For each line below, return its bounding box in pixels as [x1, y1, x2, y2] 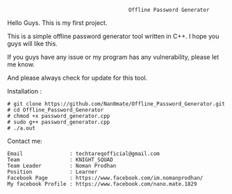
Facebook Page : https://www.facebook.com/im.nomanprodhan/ [7, 175, 204, 182]
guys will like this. [7, 39, 58, 48]
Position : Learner [7, 168, 98, 175]
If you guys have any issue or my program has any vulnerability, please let [7, 53, 219, 61]
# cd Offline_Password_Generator [7, 107, 104, 114]
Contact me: [7, 137, 43, 145]
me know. [7, 60, 35, 69]
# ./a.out [7, 125, 36, 132]
